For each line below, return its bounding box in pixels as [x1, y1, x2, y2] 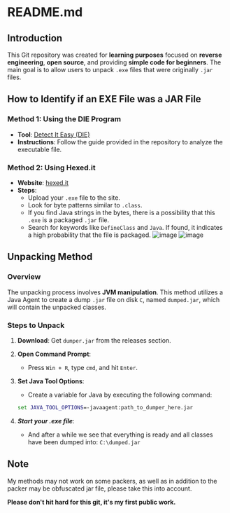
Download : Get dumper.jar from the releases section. [17, 336, 171, 344]
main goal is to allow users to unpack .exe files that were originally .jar [7, 66, 213, 74]
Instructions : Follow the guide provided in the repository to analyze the [17, 137, 224, 146]
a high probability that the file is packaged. [27, 231, 152, 239]
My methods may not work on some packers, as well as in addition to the [7, 477, 218, 485]
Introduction [7, 32, 63, 44]
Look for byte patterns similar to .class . [27, 200, 143, 209]
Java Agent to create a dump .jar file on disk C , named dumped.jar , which [7, 295, 220, 303]
